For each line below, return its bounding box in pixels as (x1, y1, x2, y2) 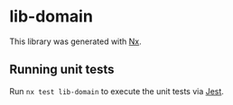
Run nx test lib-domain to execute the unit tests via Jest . (9, 85, 224, 96)
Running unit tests (9, 62, 115, 77)
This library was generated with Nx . (9, 36, 142, 47)
